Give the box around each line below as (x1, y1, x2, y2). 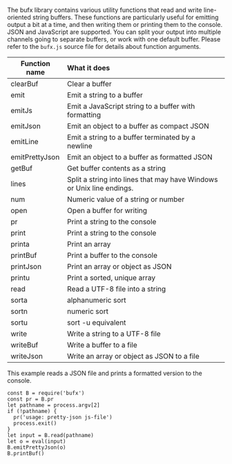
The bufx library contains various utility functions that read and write (7, 6, 202, 14)
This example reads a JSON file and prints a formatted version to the (7, 369, 202, 377)
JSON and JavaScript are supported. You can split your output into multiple (7, 28, 222, 36)
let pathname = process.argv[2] (7, 402, 100, 409)
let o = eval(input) (7, 438, 67, 445)
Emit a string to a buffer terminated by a (66, 132, 195, 142)
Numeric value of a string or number (66, 194, 185, 204)
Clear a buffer (66, 79, 112, 88)
